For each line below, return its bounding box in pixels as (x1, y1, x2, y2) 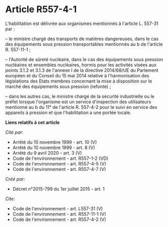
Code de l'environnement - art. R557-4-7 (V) (12, 166, 107, 172)
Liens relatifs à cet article (5, 119, 60, 125)
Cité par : (5, 129, 24, 135)
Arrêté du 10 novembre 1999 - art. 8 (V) (12, 144, 95, 151)
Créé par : (5, 176, 25, 182)
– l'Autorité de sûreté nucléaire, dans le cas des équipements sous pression (5, 56, 163, 62)
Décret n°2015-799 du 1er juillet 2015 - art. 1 (12, 186, 105, 192)
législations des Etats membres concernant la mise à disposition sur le (5, 78, 152, 84)
